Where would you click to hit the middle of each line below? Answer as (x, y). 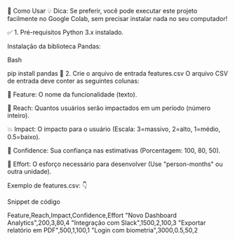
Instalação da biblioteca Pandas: (54, 46)
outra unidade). (29, 171)
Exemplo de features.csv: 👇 (47, 185)
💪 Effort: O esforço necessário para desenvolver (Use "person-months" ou (115, 164)
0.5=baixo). (24, 137)
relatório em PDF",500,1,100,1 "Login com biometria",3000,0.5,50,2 (103, 230)
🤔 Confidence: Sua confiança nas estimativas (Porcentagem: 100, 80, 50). (114, 150)
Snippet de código (34, 202)
